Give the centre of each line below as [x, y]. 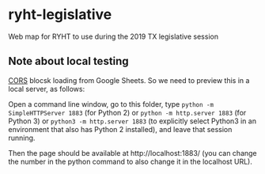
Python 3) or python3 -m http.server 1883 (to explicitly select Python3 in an [132, 121]
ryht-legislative [60, 15]
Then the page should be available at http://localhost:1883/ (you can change [132, 153]
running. [22, 138]
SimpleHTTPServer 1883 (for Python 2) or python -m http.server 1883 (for [127, 112]
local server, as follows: [47, 89]
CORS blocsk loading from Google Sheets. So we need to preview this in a [129, 80]
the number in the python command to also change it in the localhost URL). [131, 161]
